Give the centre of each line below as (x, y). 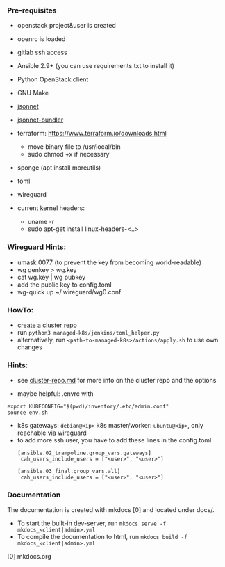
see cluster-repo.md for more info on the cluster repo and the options (117, 381)
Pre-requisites (32, 10)
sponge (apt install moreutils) (59, 168)
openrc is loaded (41, 39)
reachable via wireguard (52, 433)
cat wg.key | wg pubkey (51, 277)
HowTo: (20, 310)
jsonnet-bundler (40, 120)
